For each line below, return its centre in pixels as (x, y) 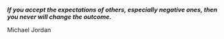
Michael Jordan (29, 30)
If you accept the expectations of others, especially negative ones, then (112, 10)
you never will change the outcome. (59, 17)
